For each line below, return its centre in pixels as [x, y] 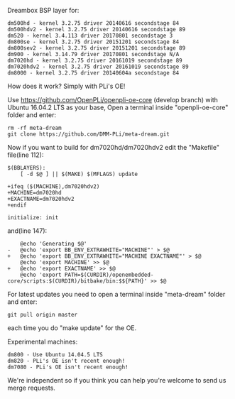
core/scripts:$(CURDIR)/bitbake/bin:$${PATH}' [77, 281]
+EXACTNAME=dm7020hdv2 [41, 199]
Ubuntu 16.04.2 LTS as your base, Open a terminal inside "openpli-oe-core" [118, 107]
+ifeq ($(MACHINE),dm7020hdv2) [54, 187]
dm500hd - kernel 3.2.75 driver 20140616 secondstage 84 [93, 23]
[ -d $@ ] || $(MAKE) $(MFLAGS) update [79, 174]
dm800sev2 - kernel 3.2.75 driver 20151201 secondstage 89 [97, 48]
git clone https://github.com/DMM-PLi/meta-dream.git [89, 134]
